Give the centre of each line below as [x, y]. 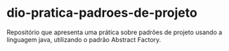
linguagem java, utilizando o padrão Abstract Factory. [84, 39]
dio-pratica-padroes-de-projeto [102, 13]
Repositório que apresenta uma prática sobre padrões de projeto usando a [115, 32]
